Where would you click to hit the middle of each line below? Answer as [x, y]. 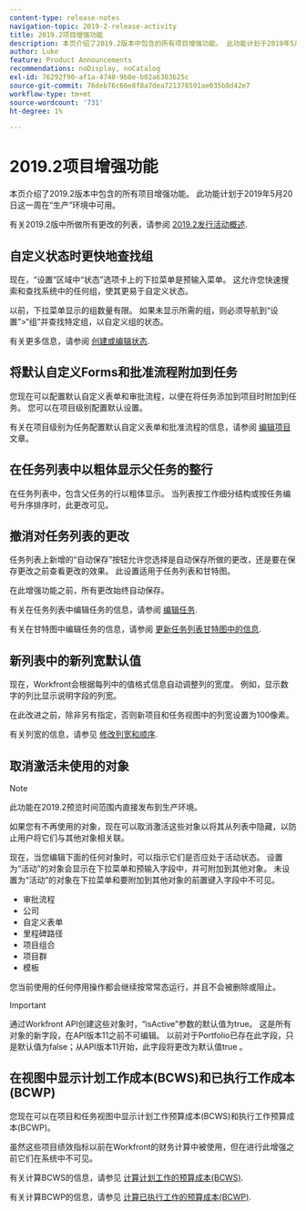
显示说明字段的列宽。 [81, 696]
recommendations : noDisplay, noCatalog [85, 69]
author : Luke [34, 52]
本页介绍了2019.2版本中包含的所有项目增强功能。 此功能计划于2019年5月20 [151, 194]
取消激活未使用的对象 [69, 766]
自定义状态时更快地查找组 [81, 256]
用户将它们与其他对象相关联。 [73, 838]
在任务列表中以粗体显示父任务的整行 [111, 470]
